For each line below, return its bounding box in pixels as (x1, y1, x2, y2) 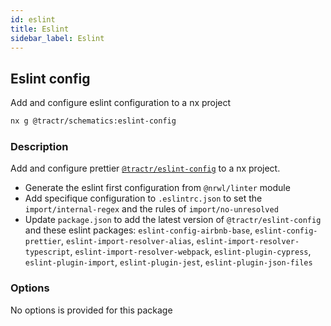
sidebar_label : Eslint (10, 33, 105, 43)
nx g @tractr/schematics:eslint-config (10, 116, 177, 126)
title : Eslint (10, 24, 70, 34)
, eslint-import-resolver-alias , (61, 235, 195, 247)
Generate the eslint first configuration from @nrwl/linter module (24, 182, 291, 194)
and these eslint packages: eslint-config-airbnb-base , (24, 224, 253, 236)
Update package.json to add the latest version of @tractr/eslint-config (24, 214, 322, 226)
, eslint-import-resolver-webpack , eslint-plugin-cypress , (69, 246, 312, 258)
